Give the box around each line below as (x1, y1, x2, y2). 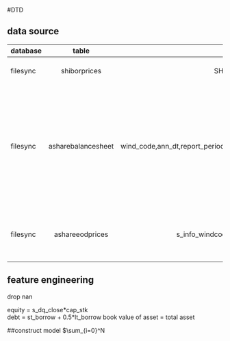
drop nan (7, 292, 33, 301)
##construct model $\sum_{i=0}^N (7, 326, 105, 334)
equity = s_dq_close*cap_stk (7, 305, 88, 314)
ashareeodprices (53, 229, 109, 239)
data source (7, 25, 60, 37)
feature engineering (7, 274, 94, 286)
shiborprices (60, 66, 101, 75)
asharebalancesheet (48, 141, 114, 151)
